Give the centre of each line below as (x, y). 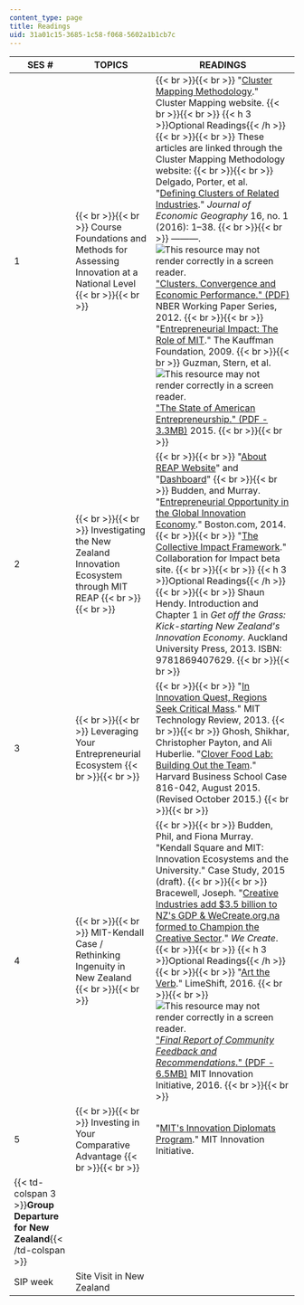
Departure (36, 1216)
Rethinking (98, 955)
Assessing (98, 261)
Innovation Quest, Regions (211, 697)
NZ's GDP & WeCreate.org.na (218, 916)
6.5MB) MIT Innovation (204, 1074)
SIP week (34, 1282)
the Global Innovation (200, 514)
